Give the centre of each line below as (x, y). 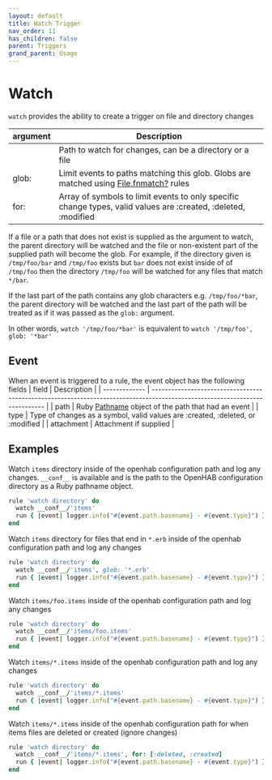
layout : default (36, 16)
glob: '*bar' (30, 336)
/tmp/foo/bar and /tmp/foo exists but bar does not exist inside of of (121, 262)
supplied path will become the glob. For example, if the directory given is (130, 254)
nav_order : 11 (32, 31)
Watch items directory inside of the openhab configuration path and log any (135, 469)
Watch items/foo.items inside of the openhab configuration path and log (130, 600)
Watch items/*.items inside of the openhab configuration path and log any (133, 662)
